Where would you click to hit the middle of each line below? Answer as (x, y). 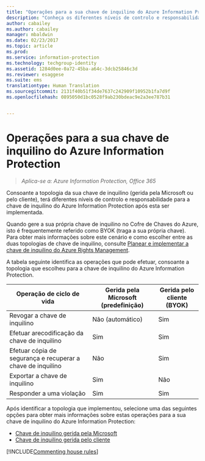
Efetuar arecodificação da (46, 333)
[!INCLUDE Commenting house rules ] (52, 451)
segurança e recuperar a (45, 358)
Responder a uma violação (48, 393)
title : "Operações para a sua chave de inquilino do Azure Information (99, 12)
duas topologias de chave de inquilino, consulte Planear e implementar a (98, 243)
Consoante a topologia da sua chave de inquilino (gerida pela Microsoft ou (100, 192)
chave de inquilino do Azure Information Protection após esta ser (88, 206)
